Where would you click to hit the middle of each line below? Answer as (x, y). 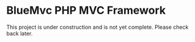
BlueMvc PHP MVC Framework (86, 10)
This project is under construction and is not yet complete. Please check (97, 27)
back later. (20, 33)
